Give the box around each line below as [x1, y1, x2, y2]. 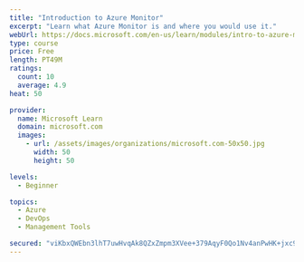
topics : [9, 197, 39, 207]
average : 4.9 [17, 81, 67, 90]
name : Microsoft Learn [17, 114, 103, 123]
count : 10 [17, 73, 54, 82]
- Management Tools [17, 223, 91, 232]
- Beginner [17, 180, 59, 190]
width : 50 [33, 148, 71, 157]
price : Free [9, 47, 54, 56]
